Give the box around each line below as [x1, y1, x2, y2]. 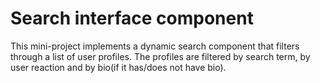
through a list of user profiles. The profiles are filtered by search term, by [10, 50, 311, 62]
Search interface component [10, 7, 254, 30]
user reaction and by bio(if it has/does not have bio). [10, 61, 227, 73]
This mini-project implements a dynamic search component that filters [10, 40, 300, 52]
